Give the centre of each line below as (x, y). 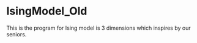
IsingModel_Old (47, 11)
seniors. (17, 34)
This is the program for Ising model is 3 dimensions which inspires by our (98, 28)
